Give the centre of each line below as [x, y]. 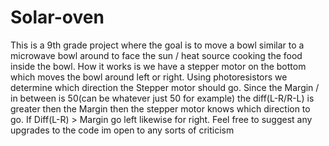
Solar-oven [57, 17]
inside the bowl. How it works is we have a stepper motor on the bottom [158, 66]
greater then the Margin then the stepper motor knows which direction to [160, 108]
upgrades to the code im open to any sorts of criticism [122, 130]
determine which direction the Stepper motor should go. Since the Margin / [165, 87]
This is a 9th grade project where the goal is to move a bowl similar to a [157, 45]
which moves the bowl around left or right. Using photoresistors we [149, 77]
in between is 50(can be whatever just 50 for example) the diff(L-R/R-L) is [162, 98]
